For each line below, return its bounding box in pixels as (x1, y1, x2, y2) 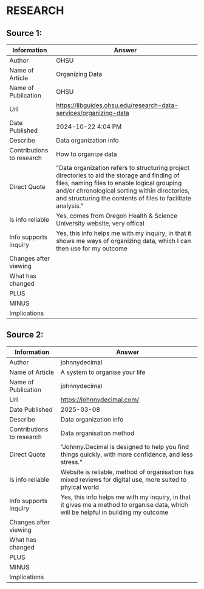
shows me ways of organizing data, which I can (55, 237, 191, 245)
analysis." (55, 202, 84, 210)
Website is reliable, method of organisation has (60, 467, 194, 476)
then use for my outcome (55, 244, 127, 253)
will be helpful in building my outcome (60, 508, 169, 517)
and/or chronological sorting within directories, (55, 186, 190, 195)
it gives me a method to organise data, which (60, 500, 188, 509)
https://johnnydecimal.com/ (60, 395, 140, 404)
